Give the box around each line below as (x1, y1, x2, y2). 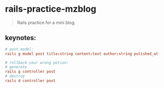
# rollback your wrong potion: (5, 60, 69, 65)
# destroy (5, 74, 25, 79)
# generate (5, 65, 27, 69)
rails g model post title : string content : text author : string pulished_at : (5, 51, 161, 56)
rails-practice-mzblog (5, 3, 97, 15)
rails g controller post (5, 69, 56, 74)
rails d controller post (5, 78, 56, 83)
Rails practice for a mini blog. (17, 20, 76, 25)
